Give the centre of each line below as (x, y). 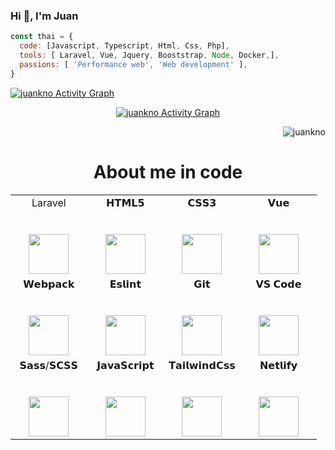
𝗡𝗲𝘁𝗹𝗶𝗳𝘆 (278, 365)
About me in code (168, 171)
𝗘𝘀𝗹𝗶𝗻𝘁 (125, 284)
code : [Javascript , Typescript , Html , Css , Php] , (124, 46)
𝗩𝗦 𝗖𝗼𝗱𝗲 (278, 284)
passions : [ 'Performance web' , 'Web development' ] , (133, 64)
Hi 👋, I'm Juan (44, 16)
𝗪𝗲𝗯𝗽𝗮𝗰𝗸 (49, 284)
